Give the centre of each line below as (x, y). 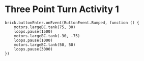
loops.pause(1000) (33, 40)
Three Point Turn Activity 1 (62, 9)
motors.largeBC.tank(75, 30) (45, 27)
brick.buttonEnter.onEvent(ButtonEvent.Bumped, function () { (72, 23)
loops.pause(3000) (33, 49)
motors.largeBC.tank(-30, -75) (47, 36)
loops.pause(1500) (33, 31)
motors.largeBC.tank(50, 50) (45, 45)
